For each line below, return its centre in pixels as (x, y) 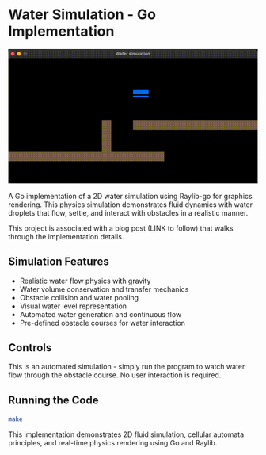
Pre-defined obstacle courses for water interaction (103, 323)
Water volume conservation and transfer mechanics (104, 289)
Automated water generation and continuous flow (101, 314)
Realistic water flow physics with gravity (85, 281)
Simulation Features (59, 262)
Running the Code (53, 400)
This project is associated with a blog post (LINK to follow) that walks (121, 228)
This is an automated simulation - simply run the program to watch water (127, 367)
